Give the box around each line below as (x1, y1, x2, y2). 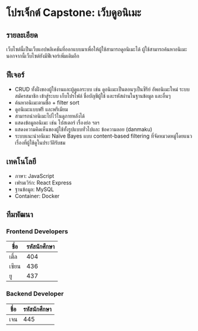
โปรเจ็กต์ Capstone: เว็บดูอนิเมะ (6, 6, 141, 20)
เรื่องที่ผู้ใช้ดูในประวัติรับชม (14, 139, 66, 146)
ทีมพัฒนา (6, 209, 34, 219)
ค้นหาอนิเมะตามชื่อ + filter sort (14, 98, 80, 106)
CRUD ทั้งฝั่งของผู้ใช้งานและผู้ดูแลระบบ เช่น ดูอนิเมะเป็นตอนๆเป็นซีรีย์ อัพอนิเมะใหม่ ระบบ (14, 85, 190, 93)
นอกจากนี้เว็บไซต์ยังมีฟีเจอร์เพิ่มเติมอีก (6, 52, 80, 59)
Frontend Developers (6, 227, 68, 235)
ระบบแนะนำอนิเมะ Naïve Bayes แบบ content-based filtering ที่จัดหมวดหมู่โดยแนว (14, 132, 193, 139)
